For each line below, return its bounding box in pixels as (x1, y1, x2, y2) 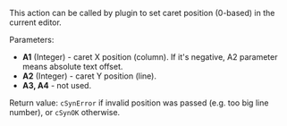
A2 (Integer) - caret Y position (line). (21, 71, 156, 81)
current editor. (9, 17, 63, 28)
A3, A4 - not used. (21, 80, 92, 90)
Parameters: (9, 35, 55, 45)
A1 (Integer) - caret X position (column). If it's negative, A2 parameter (21, 52, 278, 62)
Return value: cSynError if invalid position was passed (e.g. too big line (9, 97, 269, 108)
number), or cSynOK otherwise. (9, 107, 121, 117)
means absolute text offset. (21, 62, 123, 71)
